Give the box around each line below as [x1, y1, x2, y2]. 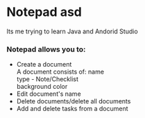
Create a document [16, 60, 72, 69]
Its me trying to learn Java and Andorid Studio [6, 27, 138, 35]
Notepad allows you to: [6, 44, 86, 54]
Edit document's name [16, 90, 81, 98]
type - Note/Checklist [16, 75, 79, 83]
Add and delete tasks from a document [16, 105, 129, 113]
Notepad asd [6, 4, 83, 20]
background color [16, 83, 68, 91]
